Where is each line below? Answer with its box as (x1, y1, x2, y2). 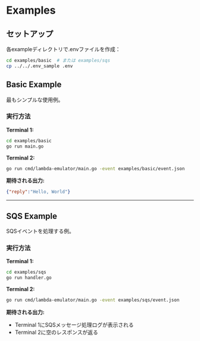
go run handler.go (6, 275, 52, 281)
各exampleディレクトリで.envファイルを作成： (6, 46, 121, 52)
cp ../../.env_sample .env (6, 63, 73, 69)
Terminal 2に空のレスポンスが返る (14, 329, 98, 336)
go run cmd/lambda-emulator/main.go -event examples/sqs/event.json (6, 297, 180, 304)
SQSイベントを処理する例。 (6, 227, 74, 235)
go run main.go (6, 143, 44, 149)
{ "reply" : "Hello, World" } (6, 189, 70, 195)
